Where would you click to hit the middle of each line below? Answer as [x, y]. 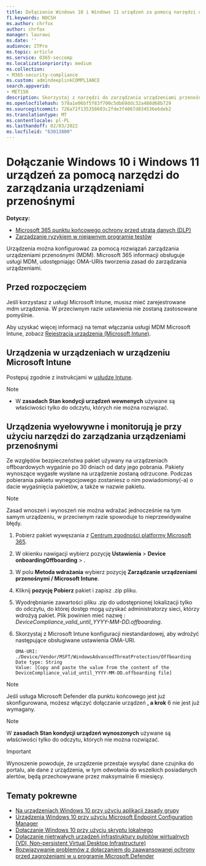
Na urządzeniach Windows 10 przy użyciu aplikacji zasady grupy [97, 811]
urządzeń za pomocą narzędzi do [93, 175]
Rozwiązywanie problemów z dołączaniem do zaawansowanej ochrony [105, 849]
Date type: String [39, 662]
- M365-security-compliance [42, 75]
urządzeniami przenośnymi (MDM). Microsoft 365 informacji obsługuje [96, 255]
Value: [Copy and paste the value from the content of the [92, 668]
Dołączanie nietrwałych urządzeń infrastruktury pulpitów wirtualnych [102, 837]
